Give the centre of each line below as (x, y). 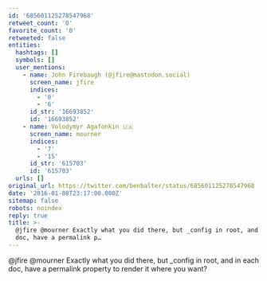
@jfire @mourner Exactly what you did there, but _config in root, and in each (134, 260)
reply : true (28, 216)
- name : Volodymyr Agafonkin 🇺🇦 (78, 127)
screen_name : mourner (65, 134)
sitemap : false (33, 201)
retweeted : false (37, 38)
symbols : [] (35, 60)
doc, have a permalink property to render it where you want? (108, 268)
